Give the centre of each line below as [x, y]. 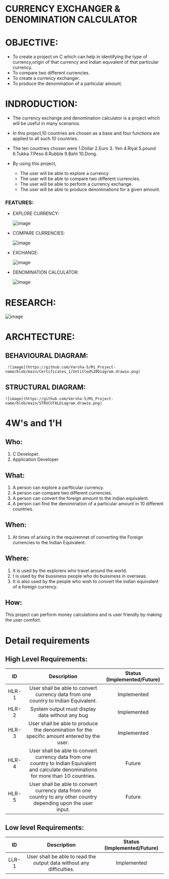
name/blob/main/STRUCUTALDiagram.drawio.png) [54, 403]
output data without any [61, 863]
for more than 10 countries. [63, 776]
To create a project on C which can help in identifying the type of [80, 57]
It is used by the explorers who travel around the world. [70, 570]
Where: [17, 559]
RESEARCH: [31, 303]
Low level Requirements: [45, 827]
